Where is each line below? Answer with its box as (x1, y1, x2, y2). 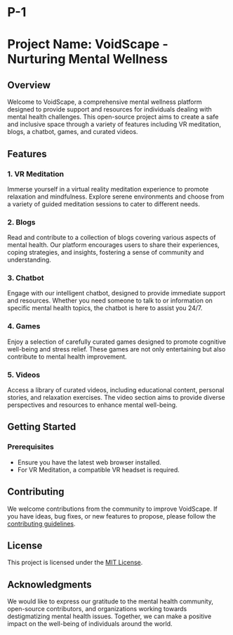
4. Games (7, 321, 41, 331)
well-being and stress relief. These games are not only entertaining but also (7, 345, 226, 353)
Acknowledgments (7, 578, 93, 590)
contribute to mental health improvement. (7, 352, 128, 361)
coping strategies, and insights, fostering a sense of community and (7, 248, 204, 257)
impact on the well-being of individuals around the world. (7, 620, 173, 628)
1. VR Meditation (7, 169, 65, 179)
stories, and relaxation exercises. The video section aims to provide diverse (7, 394, 226, 402)
